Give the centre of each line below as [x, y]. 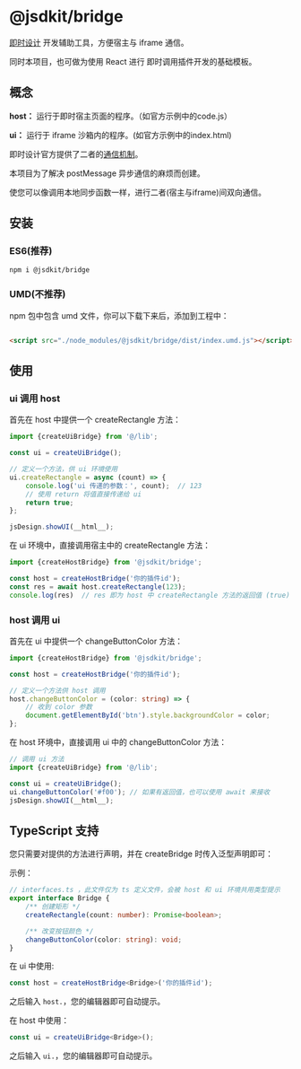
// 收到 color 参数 [59, 707]
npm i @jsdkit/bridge [50, 270]
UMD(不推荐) [38, 294]
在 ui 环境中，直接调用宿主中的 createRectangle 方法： [110, 546]
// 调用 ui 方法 [37, 759]
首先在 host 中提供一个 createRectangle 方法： [95, 420]
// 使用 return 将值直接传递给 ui [83, 494]
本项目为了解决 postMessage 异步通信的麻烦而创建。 [107, 173]
